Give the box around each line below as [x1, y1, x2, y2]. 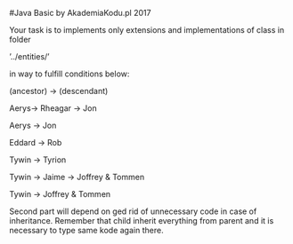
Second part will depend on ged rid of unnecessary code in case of [9, 206, 257, 216]
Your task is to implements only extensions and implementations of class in [9, 25, 285, 35]
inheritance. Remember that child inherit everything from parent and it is [9, 216, 274, 225]
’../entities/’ [9, 51, 50, 61]
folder [9, 35, 31, 44]
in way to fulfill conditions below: [9, 68, 130, 79]
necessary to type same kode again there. [9, 225, 164, 235]
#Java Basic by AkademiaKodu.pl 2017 [9, 8, 151, 18]
